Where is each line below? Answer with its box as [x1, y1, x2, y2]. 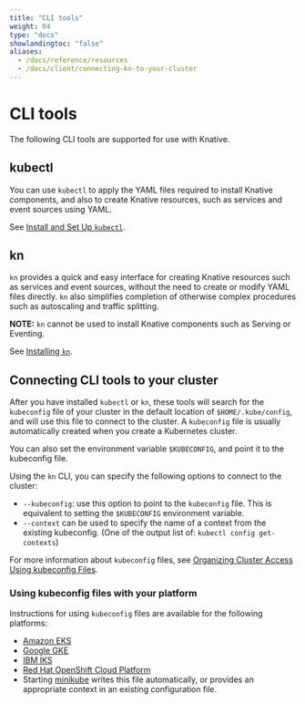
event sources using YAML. [9, 203, 112, 214]
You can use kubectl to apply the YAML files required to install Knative [9, 184, 273, 195]
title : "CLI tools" [9, 13, 84, 23]
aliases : [9, 47, 43, 57]
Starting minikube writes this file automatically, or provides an [22, 674, 255, 685]
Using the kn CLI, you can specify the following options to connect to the [9, 471, 282, 481]
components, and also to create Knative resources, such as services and [9, 193, 282, 205]
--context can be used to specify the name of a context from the [22, 517, 267, 529]
